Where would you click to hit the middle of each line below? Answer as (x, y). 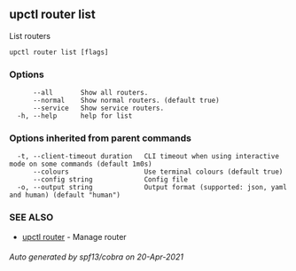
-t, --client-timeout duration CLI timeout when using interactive (148, 157)
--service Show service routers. (98, 108)
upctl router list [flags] (59, 52)
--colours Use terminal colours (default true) (158, 172)
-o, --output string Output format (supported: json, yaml (152, 188)
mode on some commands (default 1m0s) (81, 164)
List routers (30, 35)
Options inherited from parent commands (101, 138)
